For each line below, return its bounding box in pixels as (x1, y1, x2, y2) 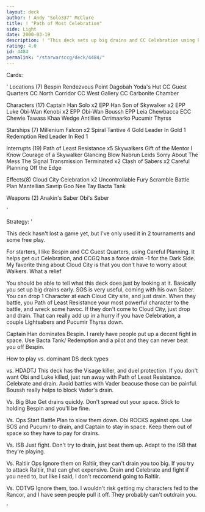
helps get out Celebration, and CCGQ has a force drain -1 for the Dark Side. (6, 254, 196, 261)
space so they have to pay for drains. (6, 429, 100, 437)
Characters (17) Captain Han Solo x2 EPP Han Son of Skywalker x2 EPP (6, 101, 186, 109)
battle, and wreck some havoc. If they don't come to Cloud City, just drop (6, 305, 190, 312)
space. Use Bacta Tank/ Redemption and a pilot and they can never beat (6, 337, 188, 344)
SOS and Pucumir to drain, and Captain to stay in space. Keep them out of (6, 423, 192, 430)
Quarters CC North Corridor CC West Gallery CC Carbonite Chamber (6, 89, 179, 97)
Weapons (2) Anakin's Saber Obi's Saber (6, 194, 109, 202)
